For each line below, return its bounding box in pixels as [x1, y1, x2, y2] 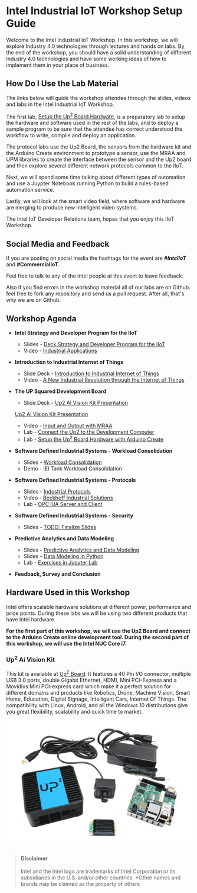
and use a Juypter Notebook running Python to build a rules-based [6, 180, 169, 187]
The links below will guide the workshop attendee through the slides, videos [6, 94, 191, 101]
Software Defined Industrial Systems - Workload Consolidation [14, 447, 173, 454]
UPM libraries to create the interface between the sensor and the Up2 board [6, 156, 192, 163]
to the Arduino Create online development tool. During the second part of [6, 633, 189, 640]
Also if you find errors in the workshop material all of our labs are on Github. [6, 284, 191, 291]
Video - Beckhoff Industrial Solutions [23, 494, 113, 501]
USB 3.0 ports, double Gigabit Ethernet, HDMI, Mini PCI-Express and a [6, 676, 177, 684]
